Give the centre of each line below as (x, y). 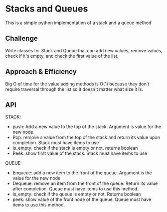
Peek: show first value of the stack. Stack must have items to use (80, 153)
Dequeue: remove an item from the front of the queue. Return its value (85, 183)
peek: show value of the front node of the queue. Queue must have (82, 199)
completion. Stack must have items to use (56, 143)
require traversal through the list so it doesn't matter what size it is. (74, 89)
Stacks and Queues (47, 9)
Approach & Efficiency (41, 72)
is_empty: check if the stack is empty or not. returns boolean (75, 148)
